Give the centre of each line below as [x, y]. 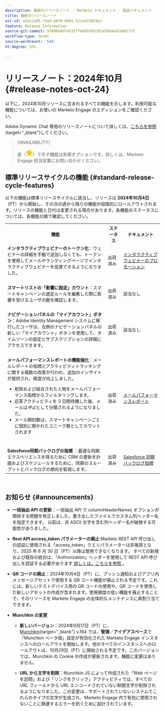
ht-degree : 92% [21, 47]
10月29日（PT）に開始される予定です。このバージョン [105, 650]
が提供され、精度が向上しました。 [42, 378]
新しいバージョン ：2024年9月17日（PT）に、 [65, 626]
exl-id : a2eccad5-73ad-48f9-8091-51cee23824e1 [54, 21]
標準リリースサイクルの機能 [47, 177]
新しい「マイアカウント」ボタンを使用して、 [52, 333]
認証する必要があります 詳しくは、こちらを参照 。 [76, 563]
